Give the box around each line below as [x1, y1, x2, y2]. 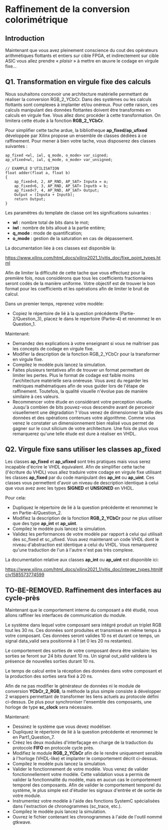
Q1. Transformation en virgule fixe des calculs [5, 77, 151, 86]
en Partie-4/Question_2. [12, 509, 62, 515]
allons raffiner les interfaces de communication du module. [5, 612, 126, 618]
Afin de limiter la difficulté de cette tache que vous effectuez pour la [5, 269, 145, 275]
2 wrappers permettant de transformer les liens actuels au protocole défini [5, 693, 159, 699]
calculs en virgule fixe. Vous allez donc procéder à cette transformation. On [5, 112, 161, 118]
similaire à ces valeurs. [12, 393, 60, 399]
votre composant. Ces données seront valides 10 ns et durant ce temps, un [5, 632, 160, 638]
